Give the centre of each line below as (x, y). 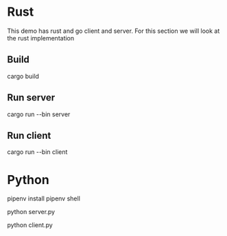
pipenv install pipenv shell (44, 198)
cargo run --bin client (37, 152)
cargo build (23, 76)
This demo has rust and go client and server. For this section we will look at (113, 31)
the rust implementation (41, 38)
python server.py (31, 212)
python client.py (30, 225)
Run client (29, 135)
